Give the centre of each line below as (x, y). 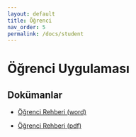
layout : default (31, 14)
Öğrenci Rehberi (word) (52, 112)
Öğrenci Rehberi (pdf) (50, 126)
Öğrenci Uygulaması (68, 69)
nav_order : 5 (27, 27)
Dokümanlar (35, 95)
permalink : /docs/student (45, 34)
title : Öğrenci (30, 21)
